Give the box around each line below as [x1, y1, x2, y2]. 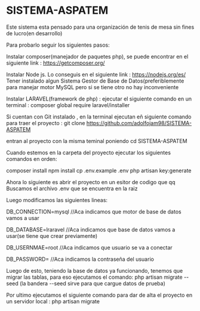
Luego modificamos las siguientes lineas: [6, 196, 108, 203]
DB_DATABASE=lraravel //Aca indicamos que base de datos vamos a [6, 225, 176, 233]
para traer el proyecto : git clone [6, 119, 85, 126]
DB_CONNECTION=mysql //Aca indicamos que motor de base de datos [6, 208, 181, 215]
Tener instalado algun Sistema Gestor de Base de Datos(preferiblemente [6, 77, 184, 84]
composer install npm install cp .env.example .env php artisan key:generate [6, 167, 192, 174]
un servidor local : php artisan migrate [6, 297, 100, 305]
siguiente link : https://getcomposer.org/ [6, 59, 106, 66]
